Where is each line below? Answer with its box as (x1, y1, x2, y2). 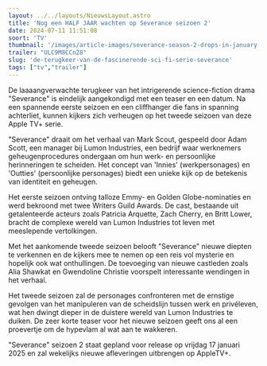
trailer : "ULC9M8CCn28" (8, 49, 87, 56)
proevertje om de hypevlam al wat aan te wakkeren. (8, 324, 177, 334)
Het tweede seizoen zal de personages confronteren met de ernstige (8, 290, 234, 300)
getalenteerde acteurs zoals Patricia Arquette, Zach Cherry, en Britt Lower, (8, 208, 253, 219)
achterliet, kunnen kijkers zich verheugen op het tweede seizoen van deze (8, 111, 252, 120)
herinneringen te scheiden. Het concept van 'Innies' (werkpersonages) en (8, 160, 250, 169)
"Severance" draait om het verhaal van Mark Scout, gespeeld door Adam (8, 134, 248, 144)
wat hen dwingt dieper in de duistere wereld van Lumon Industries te (8, 307, 234, 317)
